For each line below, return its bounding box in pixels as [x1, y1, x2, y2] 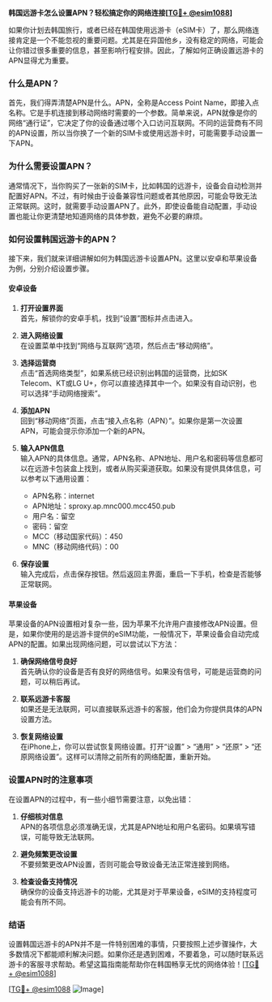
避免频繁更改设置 [19, 849, 78, 859]
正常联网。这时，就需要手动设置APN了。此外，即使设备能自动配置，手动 [8, 201, 251, 210]
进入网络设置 [19, 330, 63, 340]
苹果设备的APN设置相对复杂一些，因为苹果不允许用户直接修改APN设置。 [8, 619, 251, 628]
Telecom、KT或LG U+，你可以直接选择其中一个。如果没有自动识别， [19, 378, 250, 388]
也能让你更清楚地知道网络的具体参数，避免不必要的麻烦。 [15, 211, 207, 221]
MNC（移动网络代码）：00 [32, 542, 119, 551]
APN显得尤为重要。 [8, 56, 74, 65]
